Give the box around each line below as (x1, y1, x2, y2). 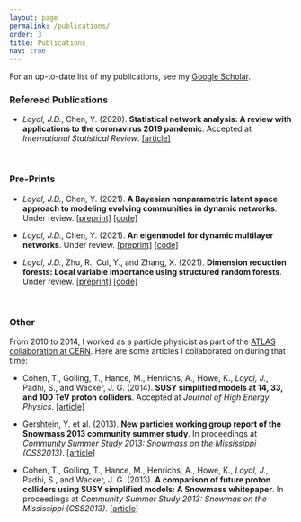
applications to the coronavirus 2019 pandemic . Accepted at (22, 123, 252, 135)
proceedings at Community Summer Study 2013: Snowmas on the (22, 493, 268, 504)
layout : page (9, 13, 58, 22)
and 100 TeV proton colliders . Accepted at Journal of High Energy (22, 392, 270, 403)
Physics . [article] (22, 402, 85, 412)
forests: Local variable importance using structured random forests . (22, 266, 283, 277)
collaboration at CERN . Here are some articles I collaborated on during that (9, 346, 286, 357)
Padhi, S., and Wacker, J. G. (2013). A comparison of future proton (22, 474, 271, 485)
